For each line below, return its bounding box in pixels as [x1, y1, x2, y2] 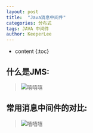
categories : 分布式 [6, 20, 52, 26]
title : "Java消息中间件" [6, 14, 66, 20]
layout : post [6, 8, 39, 15]
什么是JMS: [6, 67, 49, 77]
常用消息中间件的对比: [6, 103, 88, 113]
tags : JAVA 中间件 [6, 25, 49, 32]
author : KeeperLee [6, 31, 52, 37]
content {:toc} [14, 48, 49, 55]
